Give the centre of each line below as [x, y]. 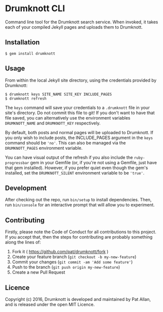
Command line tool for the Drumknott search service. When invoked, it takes [81, 22]
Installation [22, 43]
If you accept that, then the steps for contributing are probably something [79, 237]
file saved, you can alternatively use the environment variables [68, 118]
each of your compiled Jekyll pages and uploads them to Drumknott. [74, 27]
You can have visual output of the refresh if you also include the [69, 157]
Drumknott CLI [35, 9]
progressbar [17, 163]
